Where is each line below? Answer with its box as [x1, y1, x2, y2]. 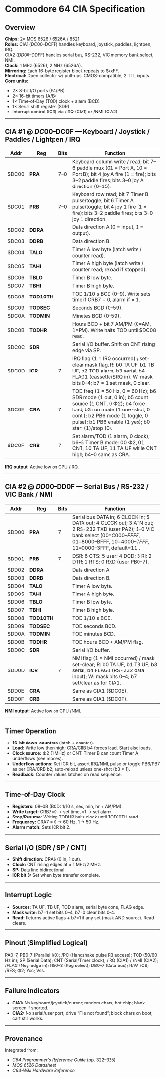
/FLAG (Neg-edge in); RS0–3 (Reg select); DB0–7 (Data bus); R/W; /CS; [5, 962, 149, 968]
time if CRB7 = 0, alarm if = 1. [72, 296, 141, 303]
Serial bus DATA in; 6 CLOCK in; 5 [72, 513, 150, 520]
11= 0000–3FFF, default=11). [72, 544, 141, 551]
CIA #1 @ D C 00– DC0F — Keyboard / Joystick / [5, 127, 150, 136]
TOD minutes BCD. [72, 631, 115, 637]
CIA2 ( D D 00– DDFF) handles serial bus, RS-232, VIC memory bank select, [5, 52, 154, 58]
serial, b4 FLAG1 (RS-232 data [72, 667, 145, 674]
